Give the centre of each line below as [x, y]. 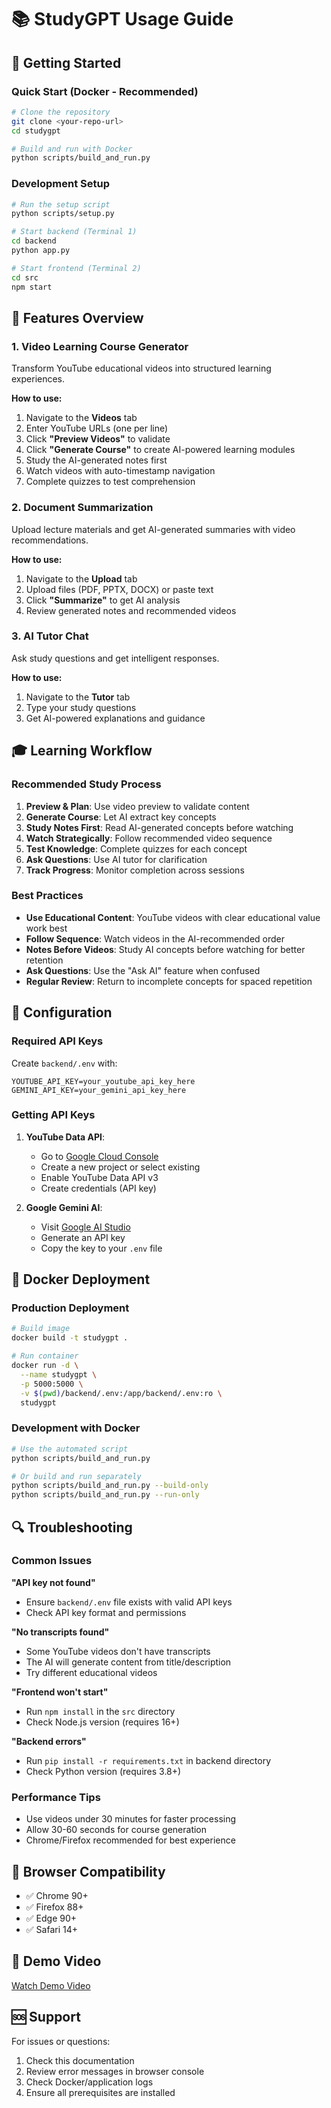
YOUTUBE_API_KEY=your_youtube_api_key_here [103, 1081]
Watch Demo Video [51, 1985]
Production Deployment [70, 1308]
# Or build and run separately [76, 1476]
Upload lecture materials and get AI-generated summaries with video [153, 529]
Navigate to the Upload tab [81, 578]
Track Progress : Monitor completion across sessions [135, 870]
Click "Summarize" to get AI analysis [103, 600]
